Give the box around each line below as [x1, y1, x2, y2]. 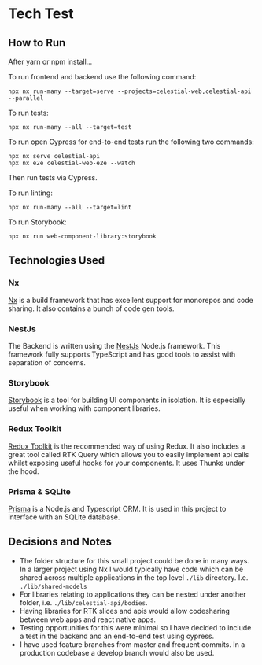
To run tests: [8, 108, 49, 117]
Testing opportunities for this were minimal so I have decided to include [19, 623, 252, 632]
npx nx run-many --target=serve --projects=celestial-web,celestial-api [8, 87, 252, 95]
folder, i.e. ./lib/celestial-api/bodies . [19, 597, 148, 607]
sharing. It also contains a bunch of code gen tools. [8, 304, 175, 313]
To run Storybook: [8, 217, 67, 227]
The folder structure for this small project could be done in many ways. [19, 556, 250, 565]
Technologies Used [8, 253, 105, 268]
